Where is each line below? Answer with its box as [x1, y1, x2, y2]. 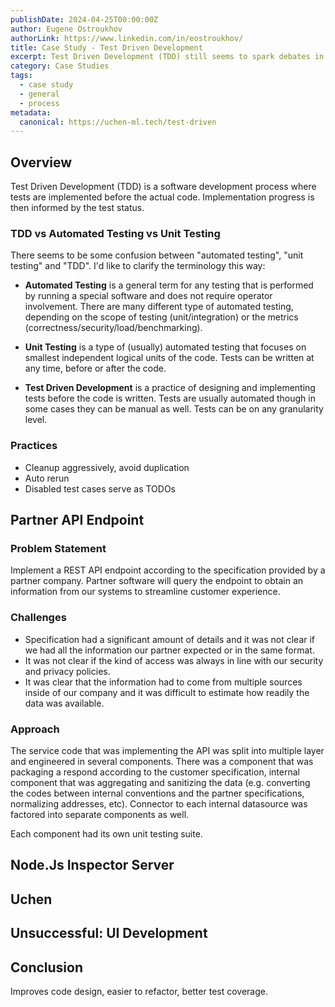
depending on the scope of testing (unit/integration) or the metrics [24, 311, 299, 323]
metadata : [10, 107, 52, 118]
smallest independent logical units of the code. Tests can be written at [24, 352, 315, 364]
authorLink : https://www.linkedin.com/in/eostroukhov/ [10, 33, 244, 43]
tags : [10, 71, 33, 81]
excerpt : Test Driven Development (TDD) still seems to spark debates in [10, 52, 325, 62]
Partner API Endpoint [10, 512, 145, 529]
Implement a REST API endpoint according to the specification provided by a [10, 564, 326, 576]
